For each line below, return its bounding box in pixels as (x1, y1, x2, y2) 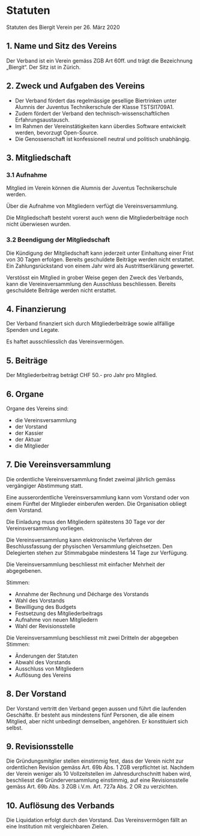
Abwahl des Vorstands (14, 658, 71, 666)
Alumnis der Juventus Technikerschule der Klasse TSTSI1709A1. (14, 103, 174, 110)
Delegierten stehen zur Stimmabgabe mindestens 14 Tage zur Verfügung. (6, 549, 188, 556)
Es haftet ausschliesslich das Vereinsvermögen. (6, 338, 124, 345)
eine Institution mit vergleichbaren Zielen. (6, 823, 109, 830)
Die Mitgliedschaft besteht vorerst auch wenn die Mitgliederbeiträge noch (6, 214, 189, 222)
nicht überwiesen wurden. (6, 220, 71, 228)
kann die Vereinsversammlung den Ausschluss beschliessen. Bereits (6, 280, 176, 287)
